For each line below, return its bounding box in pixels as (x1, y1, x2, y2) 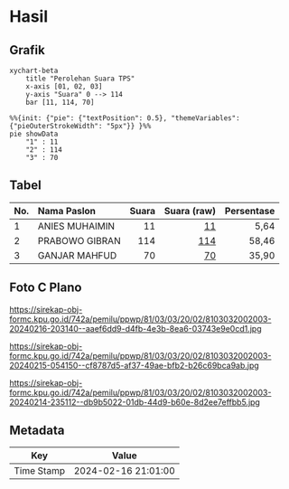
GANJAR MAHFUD (37, 249, 117, 261)
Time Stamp (14, 465, 66, 477)
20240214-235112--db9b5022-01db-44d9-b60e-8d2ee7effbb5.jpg (9, 396, 260, 408)
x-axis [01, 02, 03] (25, 82, 103, 91)
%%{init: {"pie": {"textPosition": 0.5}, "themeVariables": (9, 114, 241, 123)
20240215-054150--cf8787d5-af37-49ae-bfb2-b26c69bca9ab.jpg (9, 360, 259, 371)
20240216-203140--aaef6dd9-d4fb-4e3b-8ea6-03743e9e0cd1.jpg (9, 323, 262, 334)
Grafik (9, 42, 45, 58)
